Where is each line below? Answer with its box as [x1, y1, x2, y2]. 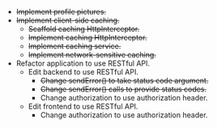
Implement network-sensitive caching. [28, 50, 156, 59]
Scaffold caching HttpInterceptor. [28, 24, 140, 33]
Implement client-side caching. [15, 15, 120, 25]
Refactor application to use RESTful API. [15, 58, 151, 68]
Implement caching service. [28, 41, 121, 51]
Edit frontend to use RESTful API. [28, 101, 138, 111]
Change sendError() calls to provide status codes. [40, 84, 207, 94]
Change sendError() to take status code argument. [40, 76, 209, 85]
